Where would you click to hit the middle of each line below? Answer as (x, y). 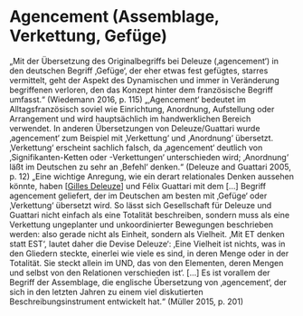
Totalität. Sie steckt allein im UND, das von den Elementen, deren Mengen (147, 263)
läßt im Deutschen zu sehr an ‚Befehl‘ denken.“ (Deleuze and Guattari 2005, (150, 167)
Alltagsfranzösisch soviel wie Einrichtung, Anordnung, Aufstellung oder (142, 109)
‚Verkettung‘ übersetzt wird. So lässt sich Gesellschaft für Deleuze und (141, 205)
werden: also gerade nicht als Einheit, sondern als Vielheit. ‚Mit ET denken (147, 234)
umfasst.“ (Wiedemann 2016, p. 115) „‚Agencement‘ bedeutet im (128, 99)
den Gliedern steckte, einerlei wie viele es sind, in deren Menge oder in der (149, 253)
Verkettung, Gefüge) (88, 36)
